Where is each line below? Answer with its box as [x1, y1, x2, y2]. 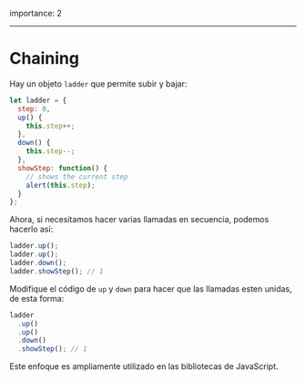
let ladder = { [9, 96, 67, 105]
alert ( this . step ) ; [25, 180, 96, 190]
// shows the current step [25, 172, 128, 181]
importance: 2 [9, 8, 62, 18]
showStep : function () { [17, 163, 107, 172]
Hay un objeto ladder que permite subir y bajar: [9, 77, 188, 89]
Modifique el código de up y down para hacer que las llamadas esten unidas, [9, 283, 292, 294]
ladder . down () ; [9, 259, 67, 268]
